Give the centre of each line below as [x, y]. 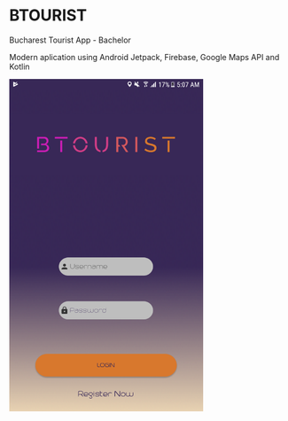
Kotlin [19, 66]
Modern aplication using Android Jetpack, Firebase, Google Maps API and [144, 57]
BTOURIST [48, 16]
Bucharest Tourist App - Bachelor [70, 40]
